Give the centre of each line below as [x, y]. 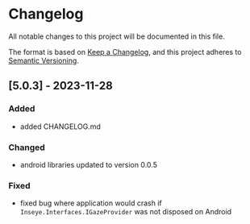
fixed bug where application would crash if [91, 203]
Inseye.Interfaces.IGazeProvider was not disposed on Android [126, 212]
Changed [27, 147]
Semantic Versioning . [44, 60]
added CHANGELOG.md [60, 127]
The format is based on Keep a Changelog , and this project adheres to [125, 52]
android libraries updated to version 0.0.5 [88, 164]
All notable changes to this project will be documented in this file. [117, 36]
